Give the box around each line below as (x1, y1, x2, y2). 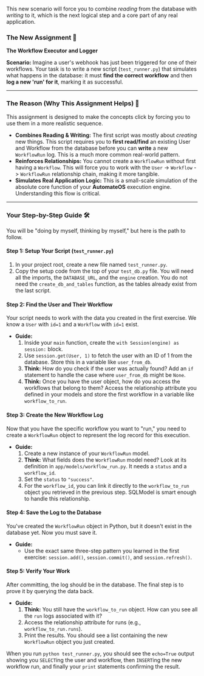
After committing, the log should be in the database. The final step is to (6, 581, 184, 588)
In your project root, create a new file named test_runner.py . (15, 261, 168, 269)
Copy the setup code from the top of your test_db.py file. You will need (15, 267, 194, 275)
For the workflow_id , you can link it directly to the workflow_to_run (24, 482, 189, 489)
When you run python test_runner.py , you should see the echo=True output (6, 650, 194, 657)
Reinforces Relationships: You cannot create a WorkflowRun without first (15, 157, 196, 164)
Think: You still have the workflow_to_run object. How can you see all (24, 605, 198, 613)
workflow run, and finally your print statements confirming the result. (6, 663, 181, 670)
